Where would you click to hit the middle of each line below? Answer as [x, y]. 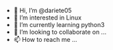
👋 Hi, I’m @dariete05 [42, 10]
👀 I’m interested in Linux [48, 18]
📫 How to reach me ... [45, 40]
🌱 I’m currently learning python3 [59, 25]
